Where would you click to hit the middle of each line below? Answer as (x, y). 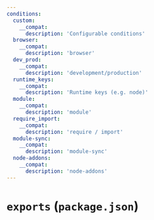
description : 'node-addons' (66, 171)
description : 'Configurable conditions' (85, 33)
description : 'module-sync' (66, 152)
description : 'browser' (60, 54)
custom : (24, 20)
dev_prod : (27, 60)
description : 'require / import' (74, 132)
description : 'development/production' (83, 73)
